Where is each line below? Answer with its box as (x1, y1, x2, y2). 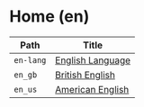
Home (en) (9, 6, 90, 27)
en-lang (13, 55, 47, 65)
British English (55, 68, 115, 81)
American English (55, 83, 130, 95)
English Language (55, 54, 131, 67)
